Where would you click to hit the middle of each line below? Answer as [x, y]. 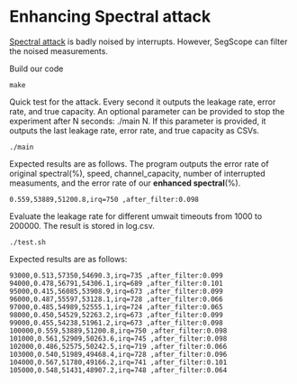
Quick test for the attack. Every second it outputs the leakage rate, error [143, 102]
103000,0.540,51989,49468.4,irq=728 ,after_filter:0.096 [118, 354]
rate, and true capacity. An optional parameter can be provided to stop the [147, 111]
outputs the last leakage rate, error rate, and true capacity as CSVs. [134, 130]
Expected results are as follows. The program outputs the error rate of [139, 163]
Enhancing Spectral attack [110, 17]
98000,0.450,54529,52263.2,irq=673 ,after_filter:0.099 [116, 315]
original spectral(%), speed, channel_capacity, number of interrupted [137, 173]
